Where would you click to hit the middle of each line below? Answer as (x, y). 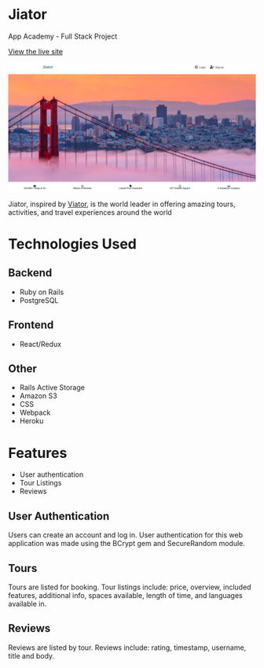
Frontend (31, 325)
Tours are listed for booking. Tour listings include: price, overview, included (130, 587)
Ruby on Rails (42, 292)
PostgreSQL (39, 300)
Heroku (31, 421)
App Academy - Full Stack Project (63, 36)
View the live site (36, 51)
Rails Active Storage (52, 388)
